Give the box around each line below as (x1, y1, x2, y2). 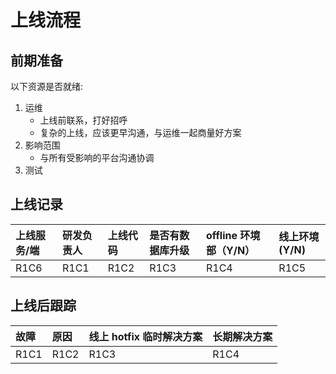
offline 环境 (205, 228, 261, 242)
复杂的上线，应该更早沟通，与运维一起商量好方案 (39, 127, 242, 138)
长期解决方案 (212, 329, 273, 343)
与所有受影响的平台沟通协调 (39, 152, 155, 163)
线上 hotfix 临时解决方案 (88, 329, 203, 343)
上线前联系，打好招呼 (39, 114, 128, 126)
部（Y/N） (205, 243, 256, 257)
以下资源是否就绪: (10, 81, 84, 92)
